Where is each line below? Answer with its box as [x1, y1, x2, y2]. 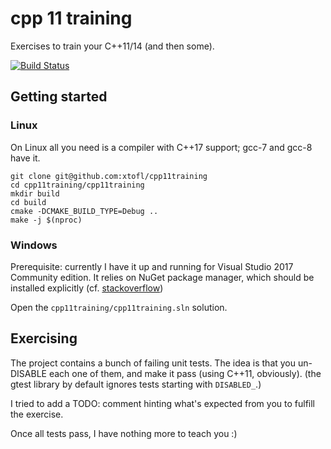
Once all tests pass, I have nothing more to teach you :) [10, 427, 238, 439]
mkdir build [10, 188, 60, 199]
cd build [10, 197, 47, 207]
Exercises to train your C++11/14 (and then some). [10, 40, 215, 52]
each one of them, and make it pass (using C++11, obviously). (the [48, 367, 322, 379]
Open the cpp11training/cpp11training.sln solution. [10, 301, 228, 313]
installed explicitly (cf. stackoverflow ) [10, 282, 164, 294]
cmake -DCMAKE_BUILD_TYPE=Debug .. [10, 206, 159, 216]
